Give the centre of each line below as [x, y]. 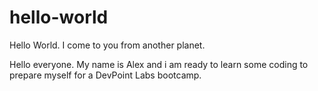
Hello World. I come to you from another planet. [107, 45]
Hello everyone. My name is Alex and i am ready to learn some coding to [159, 64]
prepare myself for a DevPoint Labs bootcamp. [105, 75]
